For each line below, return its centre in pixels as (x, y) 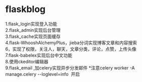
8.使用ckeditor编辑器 (27, 61)
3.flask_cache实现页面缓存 (33, 36)
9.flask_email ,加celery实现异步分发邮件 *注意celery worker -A (70, 68)
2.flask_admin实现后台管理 (33, 30)
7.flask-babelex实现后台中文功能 (39, 55)
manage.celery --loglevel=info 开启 (42, 74)
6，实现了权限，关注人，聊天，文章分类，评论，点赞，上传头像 (71, 49)
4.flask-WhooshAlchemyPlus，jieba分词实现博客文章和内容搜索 (71, 43)
